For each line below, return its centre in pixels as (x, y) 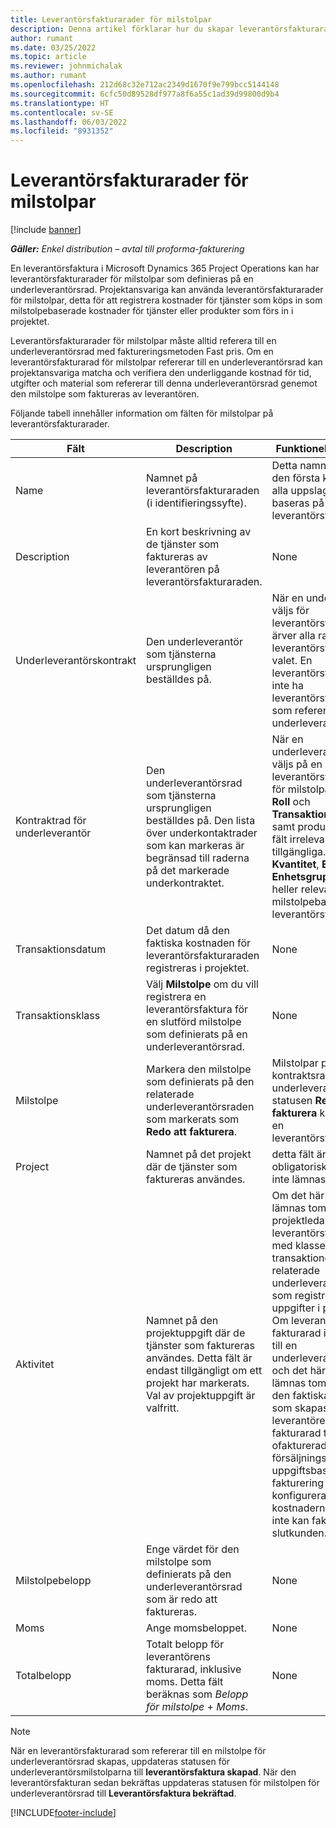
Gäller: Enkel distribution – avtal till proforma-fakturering (127, 249)
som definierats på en (196, 1034)
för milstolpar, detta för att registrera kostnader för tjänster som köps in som (166, 300)
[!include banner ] (46, 230)
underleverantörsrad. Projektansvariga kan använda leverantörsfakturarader (167, 290)
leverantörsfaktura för (196, 1009)
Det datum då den (187, 931)
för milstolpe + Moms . (196, 1707)
